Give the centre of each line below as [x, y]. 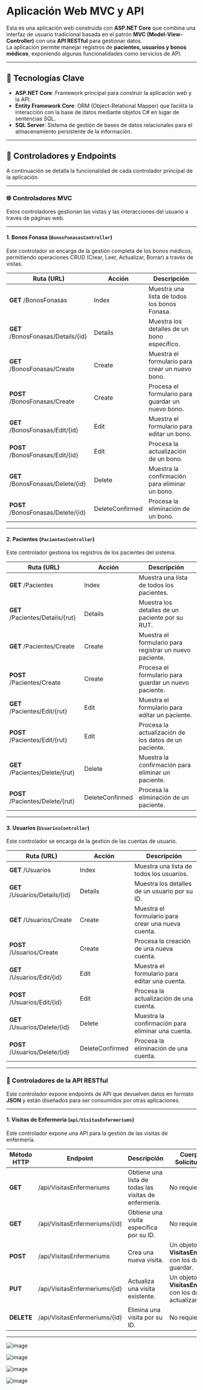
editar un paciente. [165, 715]
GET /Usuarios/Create [41, 920]
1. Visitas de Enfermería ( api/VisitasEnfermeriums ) [70, 1120]
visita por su [145, 1317]
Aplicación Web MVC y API [75, 11]
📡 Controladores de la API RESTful [57, 1080]
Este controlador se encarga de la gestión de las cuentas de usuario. [92, 841]
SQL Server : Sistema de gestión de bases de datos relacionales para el [104, 125]
